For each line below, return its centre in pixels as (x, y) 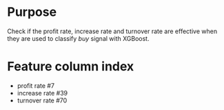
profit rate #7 (36, 85)
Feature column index (71, 67)
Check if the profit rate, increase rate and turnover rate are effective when (112, 31)
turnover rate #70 (42, 100)
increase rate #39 (42, 93)
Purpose (32, 12)
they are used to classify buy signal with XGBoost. (78, 38)
